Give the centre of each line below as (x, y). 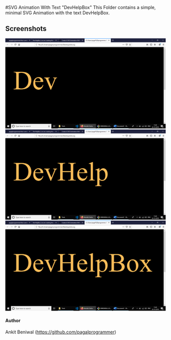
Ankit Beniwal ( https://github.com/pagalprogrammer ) (61, 332)
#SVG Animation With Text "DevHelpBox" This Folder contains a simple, (81, 7)
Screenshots (26, 29)
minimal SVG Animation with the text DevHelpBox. (58, 13)
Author (13, 321)
